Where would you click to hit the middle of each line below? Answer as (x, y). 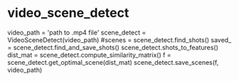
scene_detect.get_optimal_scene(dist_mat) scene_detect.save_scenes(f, (113, 62)
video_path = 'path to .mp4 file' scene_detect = (77, 32)
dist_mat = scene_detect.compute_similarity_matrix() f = (90, 55)
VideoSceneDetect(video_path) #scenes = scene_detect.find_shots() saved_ (119, 39)
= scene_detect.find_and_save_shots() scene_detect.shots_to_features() (113, 47)
